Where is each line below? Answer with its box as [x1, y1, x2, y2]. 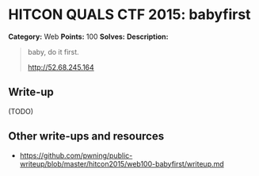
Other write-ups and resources [8, 129, 165, 143]
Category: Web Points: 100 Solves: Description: [8, 32, 169, 41]
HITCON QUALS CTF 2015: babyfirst [8, 6, 251, 24]
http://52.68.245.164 [27, 62, 95, 72]
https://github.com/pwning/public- [19, 151, 133, 160]
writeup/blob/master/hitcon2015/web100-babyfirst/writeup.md [19, 159, 224, 168]
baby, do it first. [27, 47, 79, 56]
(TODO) [8, 106, 34, 116]
